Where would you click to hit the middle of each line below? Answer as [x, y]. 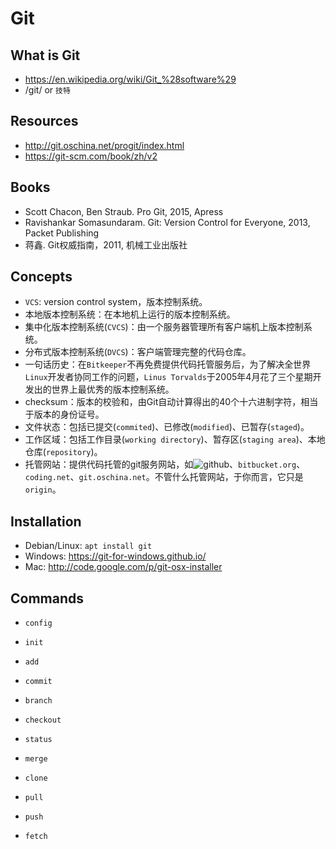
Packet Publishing [62, 233]
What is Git [45, 55]
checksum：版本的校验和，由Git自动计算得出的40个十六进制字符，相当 [171, 402]
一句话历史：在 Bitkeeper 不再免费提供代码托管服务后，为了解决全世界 [168, 364]
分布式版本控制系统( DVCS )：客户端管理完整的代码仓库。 [138, 352]
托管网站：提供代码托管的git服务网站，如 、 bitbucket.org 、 [165, 464]
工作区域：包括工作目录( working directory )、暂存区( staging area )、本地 [175, 439]
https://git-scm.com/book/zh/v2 [91, 156]
